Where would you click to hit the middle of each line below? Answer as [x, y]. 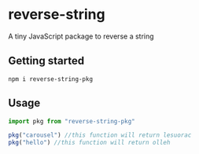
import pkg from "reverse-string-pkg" [72, 121]
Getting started [46, 61]
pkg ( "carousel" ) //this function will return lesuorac [100, 135]
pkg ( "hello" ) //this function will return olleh [89, 143]
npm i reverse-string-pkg [50, 79]
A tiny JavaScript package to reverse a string [81, 36]
